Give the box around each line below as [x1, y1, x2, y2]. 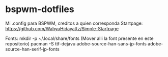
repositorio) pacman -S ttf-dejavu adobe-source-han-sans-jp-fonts [5, 40, 147, 46]
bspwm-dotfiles [5, 4, 75, 15]
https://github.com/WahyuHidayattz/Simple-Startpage [5, 25, 119, 31]
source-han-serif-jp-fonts [5, 46, 60, 52]
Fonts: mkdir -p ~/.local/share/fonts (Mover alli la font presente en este [5, 35, 154, 41]
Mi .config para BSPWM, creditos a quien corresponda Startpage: [5, 20, 143, 26]
